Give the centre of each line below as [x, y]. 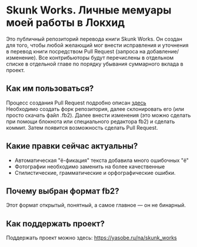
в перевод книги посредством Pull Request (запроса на [76, 51]
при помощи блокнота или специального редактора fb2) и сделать [91, 121]
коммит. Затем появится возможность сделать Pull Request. [82, 127]
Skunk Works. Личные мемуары [89, 10]
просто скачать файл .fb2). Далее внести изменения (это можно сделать [98, 115]
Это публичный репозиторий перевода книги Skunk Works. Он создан [94, 39]
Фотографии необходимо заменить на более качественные [90, 166]
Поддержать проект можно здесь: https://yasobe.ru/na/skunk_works [92, 238]
